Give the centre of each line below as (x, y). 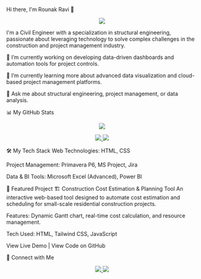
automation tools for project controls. (53, 64)
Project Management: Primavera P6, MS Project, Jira (72, 165)
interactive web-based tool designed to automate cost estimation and (93, 197)
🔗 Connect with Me (30, 257)
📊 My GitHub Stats (30, 112)
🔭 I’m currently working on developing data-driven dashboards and (90, 57)
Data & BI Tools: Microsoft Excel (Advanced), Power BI (74, 177)
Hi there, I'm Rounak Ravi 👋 (40, 9)
